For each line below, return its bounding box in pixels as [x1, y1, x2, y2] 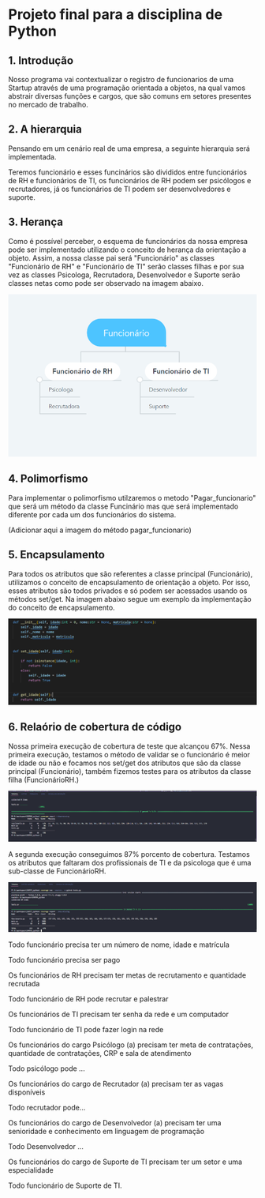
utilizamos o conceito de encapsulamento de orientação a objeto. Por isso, [8, 577, 251, 587]
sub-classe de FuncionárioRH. [8, 866, 106, 876]
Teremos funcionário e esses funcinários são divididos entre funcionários [8, 167, 247, 177]
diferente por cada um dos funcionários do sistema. [8, 509, 177, 519]
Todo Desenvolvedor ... [8, 1141, 84, 1151]
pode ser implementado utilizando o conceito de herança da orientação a [8, 245, 247, 254]
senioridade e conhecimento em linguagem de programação [8, 1126, 205, 1136]
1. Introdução [8, 54, 73, 67]
